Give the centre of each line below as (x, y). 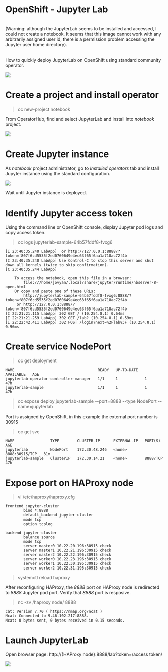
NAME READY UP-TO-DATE (72, 370)
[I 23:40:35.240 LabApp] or (36, 251)
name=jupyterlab (35, 406)
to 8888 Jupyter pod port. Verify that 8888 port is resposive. (68, 592)
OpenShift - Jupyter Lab (57, 9)
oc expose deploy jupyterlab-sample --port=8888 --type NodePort (87, 401)
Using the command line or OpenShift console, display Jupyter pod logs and (84, 227)
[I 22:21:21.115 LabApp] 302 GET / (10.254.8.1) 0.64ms (65, 313)
